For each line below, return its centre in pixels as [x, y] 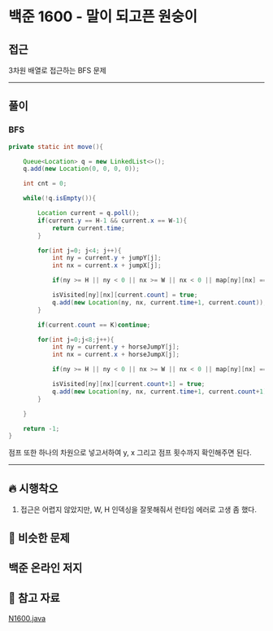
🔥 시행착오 [33, 488]
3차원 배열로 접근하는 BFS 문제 [58, 70]
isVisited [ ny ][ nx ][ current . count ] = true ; [125, 295]
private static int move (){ [56, 147]
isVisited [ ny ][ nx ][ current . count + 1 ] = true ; [128, 384]
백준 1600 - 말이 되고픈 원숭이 [103, 17]
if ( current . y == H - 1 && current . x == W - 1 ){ [113, 221]
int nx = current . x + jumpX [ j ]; [106, 265]
